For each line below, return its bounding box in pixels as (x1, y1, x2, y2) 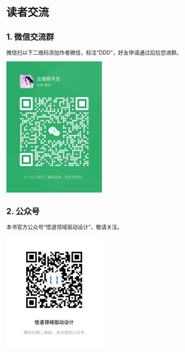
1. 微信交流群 (6, 32, 55, 42)
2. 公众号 (6, 206, 40, 216)
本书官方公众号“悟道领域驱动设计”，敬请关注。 (6, 223, 123, 231)
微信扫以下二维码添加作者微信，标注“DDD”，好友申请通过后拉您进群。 (6, 49, 182, 56)
